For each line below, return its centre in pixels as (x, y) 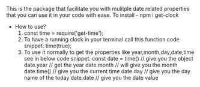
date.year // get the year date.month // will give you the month (101, 65)
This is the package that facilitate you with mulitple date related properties (98, 9)
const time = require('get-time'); (64, 33)
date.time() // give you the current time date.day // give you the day (107, 71)
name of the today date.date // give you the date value (91, 78)
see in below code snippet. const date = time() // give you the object (108, 58)
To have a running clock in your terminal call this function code (102, 39)
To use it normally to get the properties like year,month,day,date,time (109, 52)
